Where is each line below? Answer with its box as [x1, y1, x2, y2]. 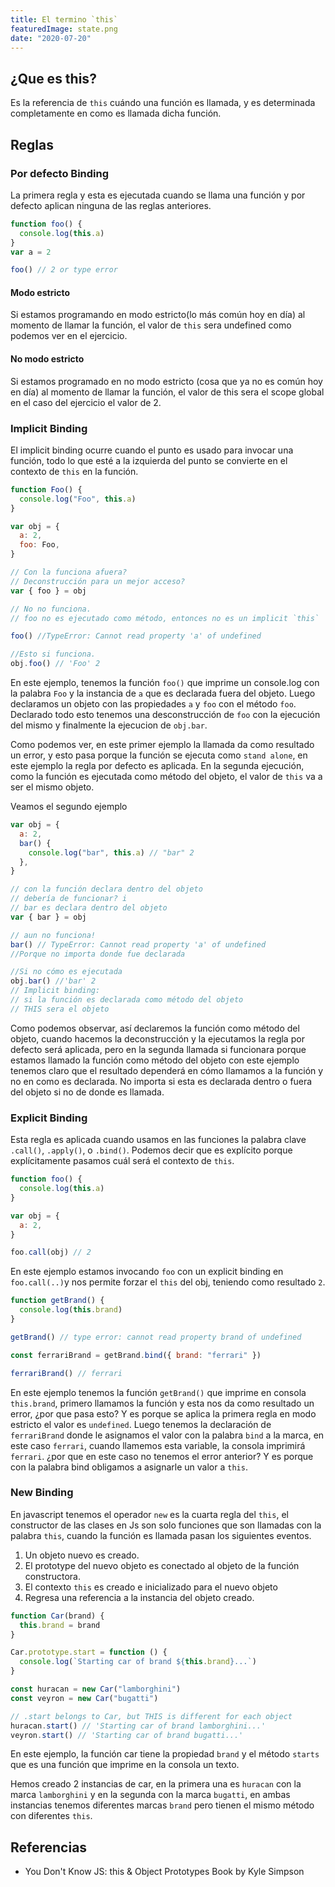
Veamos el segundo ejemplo [10, 801, 128, 813]
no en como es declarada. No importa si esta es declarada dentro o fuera [10, 1075, 313, 1087]
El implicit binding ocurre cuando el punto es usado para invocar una [10, 444, 294, 456]
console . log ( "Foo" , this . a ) [19, 494, 137, 504]
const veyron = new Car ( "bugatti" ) [10, 1693, 159, 1703]
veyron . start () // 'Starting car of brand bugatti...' [10, 1730, 244, 1740]
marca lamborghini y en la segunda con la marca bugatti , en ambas [10, 1789, 291, 1801]
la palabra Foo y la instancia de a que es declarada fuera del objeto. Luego [10, 687, 316, 700]
